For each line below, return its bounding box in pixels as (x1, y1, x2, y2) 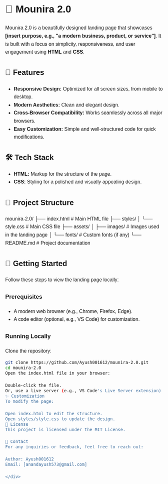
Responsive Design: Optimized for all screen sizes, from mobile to (13, 86, 163, 92)
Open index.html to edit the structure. (5, 411, 102, 416)
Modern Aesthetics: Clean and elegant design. (13, 102, 120, 108)
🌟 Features (5, 68, 44, 77)
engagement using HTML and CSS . (5, 49, 85, 55)
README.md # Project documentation (5, 240, 91, 246)
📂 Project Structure (5, 198, 74, 207)
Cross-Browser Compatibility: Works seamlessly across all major (13, 110, 162, 116)
